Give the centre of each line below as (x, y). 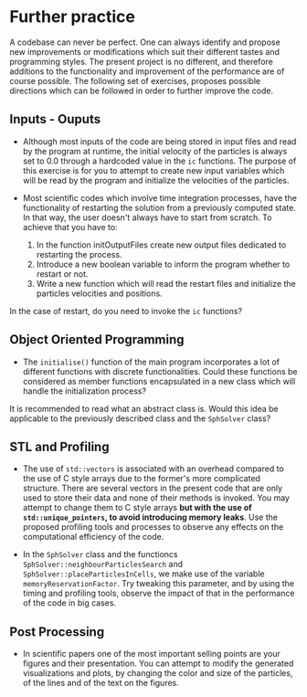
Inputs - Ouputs (55, 119)
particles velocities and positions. (99, 293)
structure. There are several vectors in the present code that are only (153, 488)
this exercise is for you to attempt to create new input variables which (153, 170)
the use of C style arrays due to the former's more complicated (141, 479)
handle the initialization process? (85, 391)
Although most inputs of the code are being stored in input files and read (159, 141)
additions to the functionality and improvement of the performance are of (147, 71)
